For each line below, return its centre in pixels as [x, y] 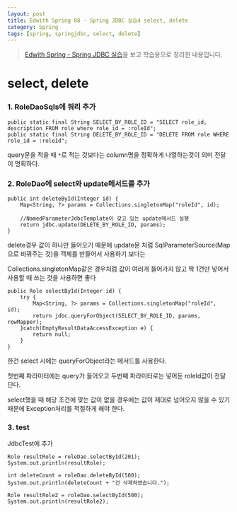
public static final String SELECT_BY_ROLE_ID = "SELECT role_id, [107, 122]
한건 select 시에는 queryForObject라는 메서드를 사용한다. [87, 361]
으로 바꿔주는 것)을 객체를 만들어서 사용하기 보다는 [77, 254]
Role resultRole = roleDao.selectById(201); [74, 457]
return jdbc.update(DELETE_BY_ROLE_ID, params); [93, 225]
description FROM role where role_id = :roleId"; [82, 128]
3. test [18, 427]
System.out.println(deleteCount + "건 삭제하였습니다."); [88, 483]
